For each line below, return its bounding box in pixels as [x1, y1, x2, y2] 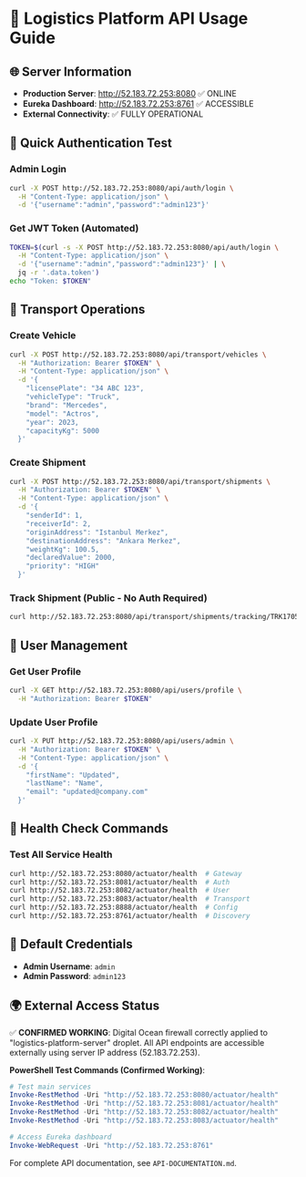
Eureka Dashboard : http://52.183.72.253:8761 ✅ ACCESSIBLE [22, 98, 254, 108]
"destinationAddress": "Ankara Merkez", [25, 536, 181, 545]
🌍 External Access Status [9, 998, 160, 1014]
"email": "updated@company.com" [25, 788, 148, 797]
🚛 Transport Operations [9, 302, 146, 317]
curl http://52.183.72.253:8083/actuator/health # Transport [9, 894, 250, 903]
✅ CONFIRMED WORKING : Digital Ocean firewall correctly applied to [9, 1027, 269, 1038]
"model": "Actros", [25, 409, 100, 418]
